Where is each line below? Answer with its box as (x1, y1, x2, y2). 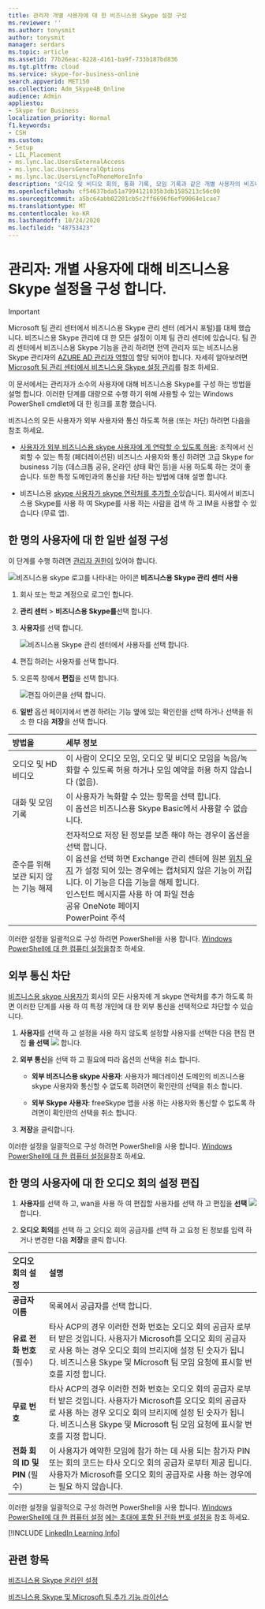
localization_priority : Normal (8, 114, 111, 122)
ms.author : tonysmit (8, 26, 77, 34)
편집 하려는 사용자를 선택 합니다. (19, 656, 119, 666)
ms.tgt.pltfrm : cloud (8, 63, 80, 71)
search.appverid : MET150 (8, 77, 90, 85)
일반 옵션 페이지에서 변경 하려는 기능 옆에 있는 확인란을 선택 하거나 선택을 (19, 706, 245, 716)
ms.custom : (8, 136, 44, 144)
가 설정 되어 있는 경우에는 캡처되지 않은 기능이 (75, 865, 236, 876)
